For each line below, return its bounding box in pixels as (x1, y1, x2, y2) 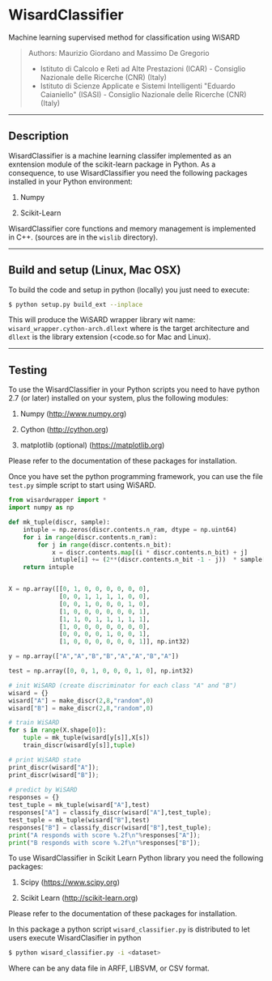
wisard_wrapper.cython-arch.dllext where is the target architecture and (8, 324, 249, 333)
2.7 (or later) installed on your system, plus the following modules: (8, 393, 229, 403)
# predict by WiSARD (8, 786, 79, 794)
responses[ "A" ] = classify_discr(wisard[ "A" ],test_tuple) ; (8, 809, 212, 817)
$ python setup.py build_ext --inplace (8, 300, 143, 308)
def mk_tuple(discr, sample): (8, 518, 111, 526)
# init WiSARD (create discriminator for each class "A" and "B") (8, 682, 237, 690)
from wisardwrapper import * (8, 496, 107, 504)
